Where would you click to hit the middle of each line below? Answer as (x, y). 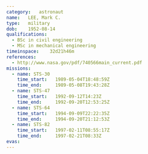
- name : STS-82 (31, 125)
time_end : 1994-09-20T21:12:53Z (64, 119)
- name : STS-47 (31, 91)
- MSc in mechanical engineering (54, 46)
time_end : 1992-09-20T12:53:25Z (64, 102)
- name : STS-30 (31, 74)
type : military (28, 23)
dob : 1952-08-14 (31, 29)
